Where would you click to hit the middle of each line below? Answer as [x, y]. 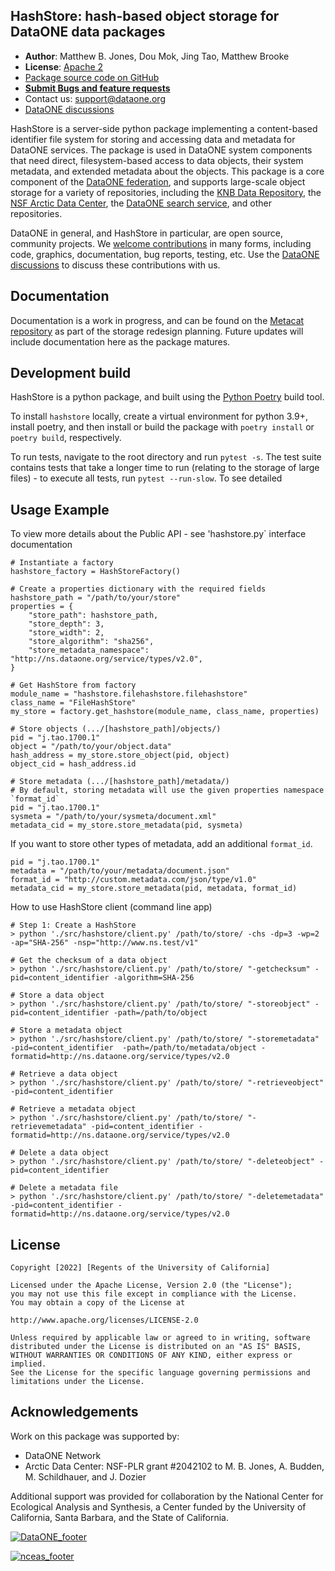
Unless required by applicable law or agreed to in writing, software [160, 1338]
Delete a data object [64, 1153]
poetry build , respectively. [66, 438]
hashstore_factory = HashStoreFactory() [96, 572]
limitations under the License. [77, 1382]
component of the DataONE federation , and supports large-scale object [158, 181]
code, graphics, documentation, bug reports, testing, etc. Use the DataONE [165, 254]
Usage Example [60, 509]
